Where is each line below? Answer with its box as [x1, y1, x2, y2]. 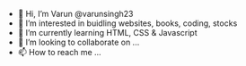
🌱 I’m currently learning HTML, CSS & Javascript [17, 28, 198, 37]
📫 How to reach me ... [17, 47, 101, 57]
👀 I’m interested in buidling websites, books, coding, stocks [17, 18, 238, 29]
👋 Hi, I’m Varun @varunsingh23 [17, 9, 134, 19]
